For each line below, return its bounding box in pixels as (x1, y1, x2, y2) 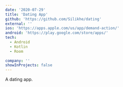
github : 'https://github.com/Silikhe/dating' (5, 16, 101, 21)
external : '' (5, 21, 32, 26)
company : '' (5, 58, 30, 63)
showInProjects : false (5, 63, 52, 68)
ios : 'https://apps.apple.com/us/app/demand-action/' (5, 26, 120, 31)
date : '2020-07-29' (5, 7, 46, 12)
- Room (9, 49, 23, 54)
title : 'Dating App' (5, 12, 48, 17)
